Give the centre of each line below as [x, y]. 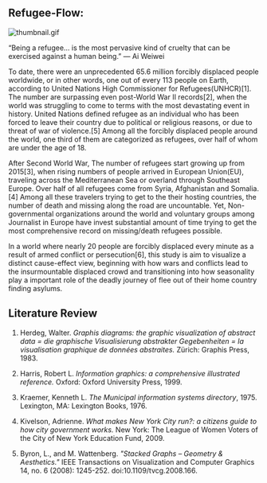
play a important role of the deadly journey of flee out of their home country [133, 280]
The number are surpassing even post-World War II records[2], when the [128, 97]
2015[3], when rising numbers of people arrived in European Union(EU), [126, 171]
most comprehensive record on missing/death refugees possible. [116, 231]
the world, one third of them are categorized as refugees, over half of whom [133, 139]
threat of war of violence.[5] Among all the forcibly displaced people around [133, 130]
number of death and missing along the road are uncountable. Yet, [117, 205]
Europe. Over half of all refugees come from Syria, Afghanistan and [119, 188]
